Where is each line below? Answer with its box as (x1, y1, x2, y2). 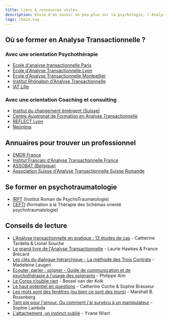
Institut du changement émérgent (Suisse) (12, 108, 100, 114)
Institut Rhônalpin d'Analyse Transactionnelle (12, 78, 106, 84)
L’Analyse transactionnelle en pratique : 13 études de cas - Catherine (12, 235, 155, 241)
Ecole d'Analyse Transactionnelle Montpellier (12, 73, 106, 79)
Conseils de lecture (5, 221, 67, 230)
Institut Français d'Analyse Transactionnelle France (12, 157, 119, 163)
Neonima (12, 124, 32, 130)
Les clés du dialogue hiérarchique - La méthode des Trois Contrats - (12, 256, 154, 262)
